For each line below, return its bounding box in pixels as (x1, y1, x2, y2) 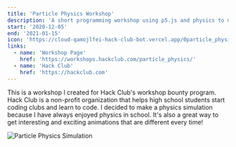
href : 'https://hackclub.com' (20, 69, 109, 76)
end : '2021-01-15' (7, 29, 61, 37)
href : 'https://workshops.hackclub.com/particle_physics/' (20, 56, 197, 63)
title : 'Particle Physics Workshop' (7, 10, 114, 17)
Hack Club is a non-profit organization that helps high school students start (7, 95, 225, 104)
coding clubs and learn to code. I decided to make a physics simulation (7, 103, 213, 111)
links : (7, 43, 27, 50)
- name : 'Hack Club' (13, 62, 74, 69)
